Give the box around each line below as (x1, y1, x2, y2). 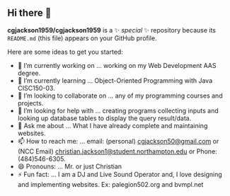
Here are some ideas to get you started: (7, 47, 124, 56)
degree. (17, 69, 41, 77)
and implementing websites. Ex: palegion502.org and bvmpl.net (17, 180, 204, 188)
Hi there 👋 (7, 7, 52, 19)
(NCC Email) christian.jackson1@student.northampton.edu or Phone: (17, 146, 217, 156)
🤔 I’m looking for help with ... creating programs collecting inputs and (17, 106, 219, 115)
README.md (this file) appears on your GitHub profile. (7, 33, 157, 42)
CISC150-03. (17, 83, 55, 92)
